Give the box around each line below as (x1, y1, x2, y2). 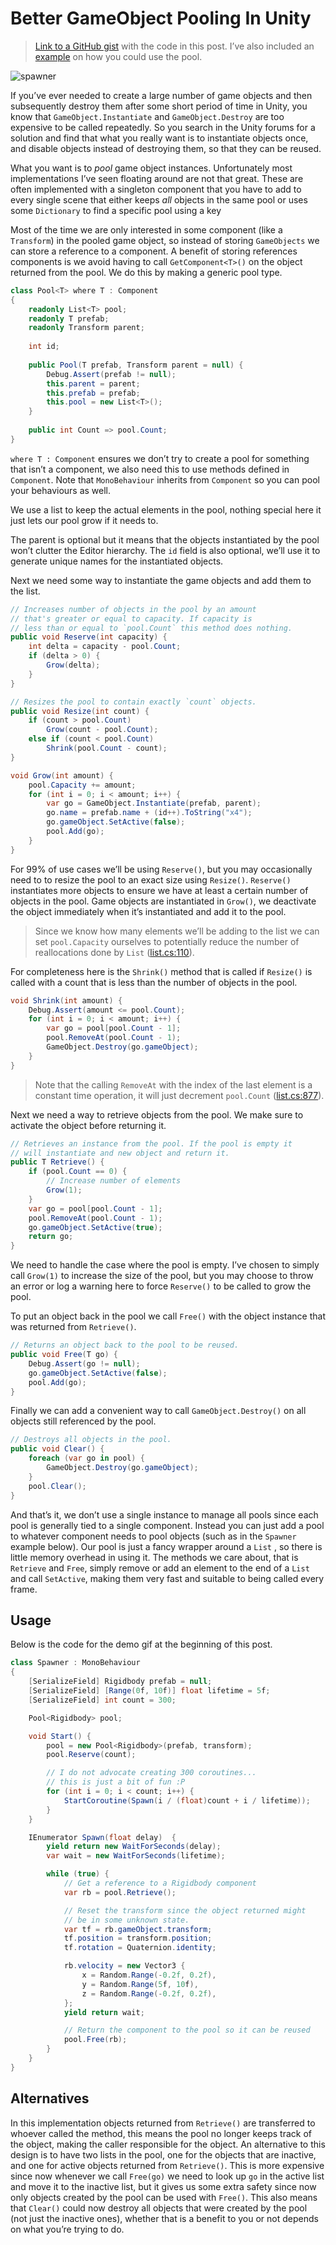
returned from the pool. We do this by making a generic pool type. (10, 266, 283, 278)
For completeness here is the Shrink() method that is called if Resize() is (10, 965, 313, 977)
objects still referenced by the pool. (10, 1415, 157, 1427)
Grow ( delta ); (46, 660, 101, 671)
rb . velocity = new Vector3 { (63, 1961, 186, 1971)
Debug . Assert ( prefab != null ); (46, 369, 177, 379)
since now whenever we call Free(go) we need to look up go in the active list (10, 2170, 325, 2182)
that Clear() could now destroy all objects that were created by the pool (10, 2202, 308, 2214)
